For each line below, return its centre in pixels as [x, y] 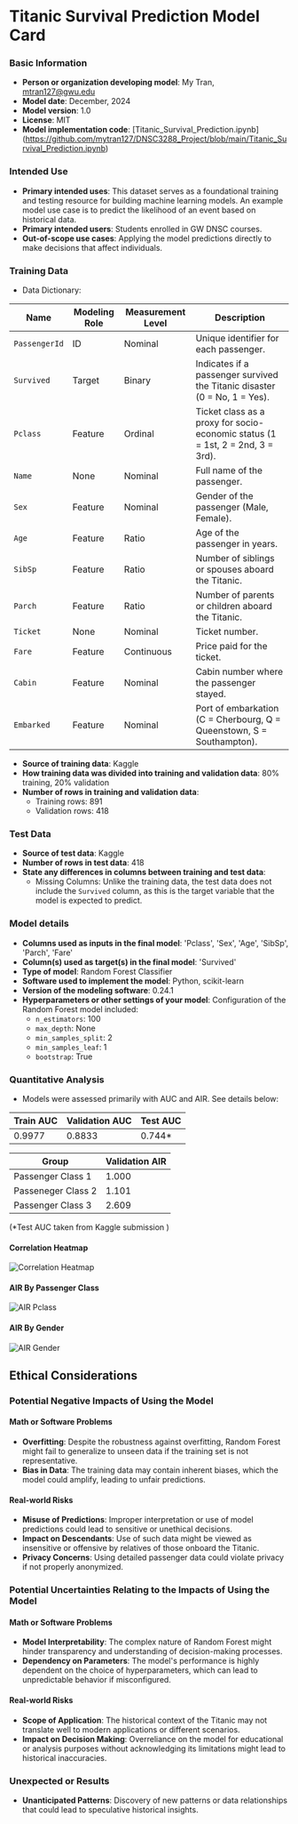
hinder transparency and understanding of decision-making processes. [152, 1651]
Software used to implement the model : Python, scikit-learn [133, 981]
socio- [250, 422]
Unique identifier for [237, 338]
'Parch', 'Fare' [47, 952]
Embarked [32, 725]
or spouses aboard [235, 569]
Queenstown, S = [231, 731]
